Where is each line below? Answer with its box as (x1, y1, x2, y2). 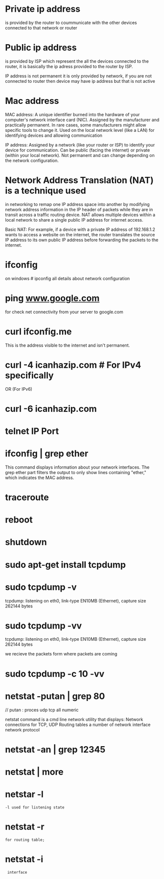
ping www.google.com (5, 293, 100, 303)
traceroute (5, 492, 49, 503)
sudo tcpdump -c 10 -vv (5, 668, 105, 679)
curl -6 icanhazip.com (5, 403, 97, 414)
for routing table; (5, 837, 45, 842)
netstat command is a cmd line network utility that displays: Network (5, 716, 143, 722)
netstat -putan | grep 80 (5, 690, 105, 702)
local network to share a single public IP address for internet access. (5, 217, 143, 223)
